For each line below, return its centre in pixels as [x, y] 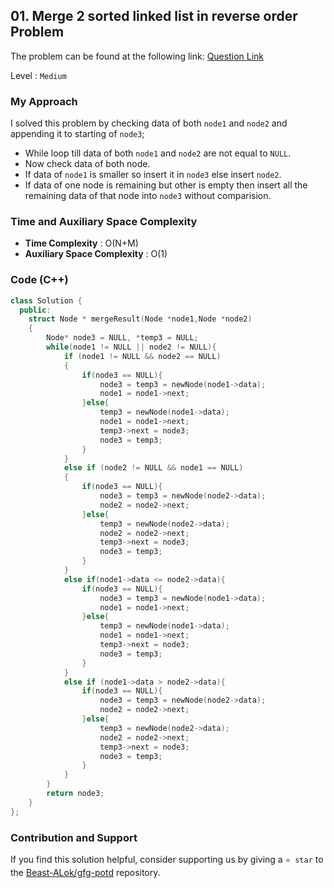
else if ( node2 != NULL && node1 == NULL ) [153, 468]
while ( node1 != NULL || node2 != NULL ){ [131, 347]
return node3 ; [75, 794]
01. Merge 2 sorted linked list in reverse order [154, 16]
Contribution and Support [74, 837]
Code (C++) [39, 280]
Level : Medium [38, 75]
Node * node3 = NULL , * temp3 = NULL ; [122, 338]
